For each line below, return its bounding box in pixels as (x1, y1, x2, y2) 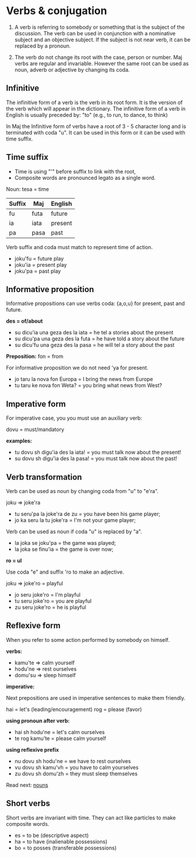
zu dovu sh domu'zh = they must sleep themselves (14, 770, 138, 777)
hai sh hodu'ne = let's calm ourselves (14, 728, 105, 735)
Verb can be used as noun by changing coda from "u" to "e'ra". (6, 488, 159, 494)
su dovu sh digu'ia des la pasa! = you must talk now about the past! (14, 455, 177, 462)
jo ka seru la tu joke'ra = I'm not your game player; (14, 517, 136, 524)
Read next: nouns (6, 781, 49, 788)
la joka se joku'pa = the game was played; (14, 540, 116, 546)
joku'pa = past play (14, 267, 61, 274)
